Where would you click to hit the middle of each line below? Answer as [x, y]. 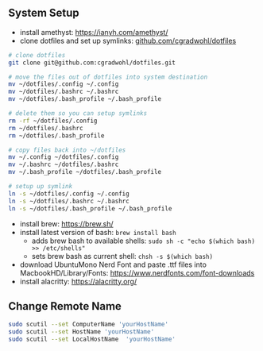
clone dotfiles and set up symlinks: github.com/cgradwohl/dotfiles [128, 40]
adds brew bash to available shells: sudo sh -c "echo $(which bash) [143, 241]
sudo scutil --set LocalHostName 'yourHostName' [92, 339]
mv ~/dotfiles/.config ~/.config [64, 84]
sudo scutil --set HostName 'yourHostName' [81, 332]
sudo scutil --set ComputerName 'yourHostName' [89, 325]
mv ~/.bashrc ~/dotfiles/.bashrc [64, 165]
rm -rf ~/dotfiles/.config [53, 121]
